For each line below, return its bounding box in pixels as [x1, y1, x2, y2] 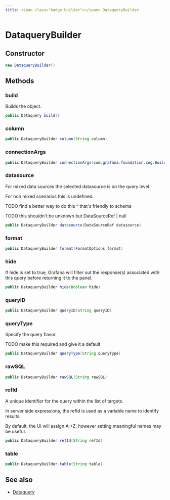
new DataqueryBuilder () [5, 63, 56, 68]
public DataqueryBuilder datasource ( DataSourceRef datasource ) [5, 222, 142, 228]
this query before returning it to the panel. [5, 275, 93, 281]
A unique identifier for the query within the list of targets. [5, 398, 124, 404]
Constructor [5, 49, 45, 58]
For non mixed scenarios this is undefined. [5, 193, 94, 199]
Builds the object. [5, 103, 42, 109]
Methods [5, 76, 34, 85]
